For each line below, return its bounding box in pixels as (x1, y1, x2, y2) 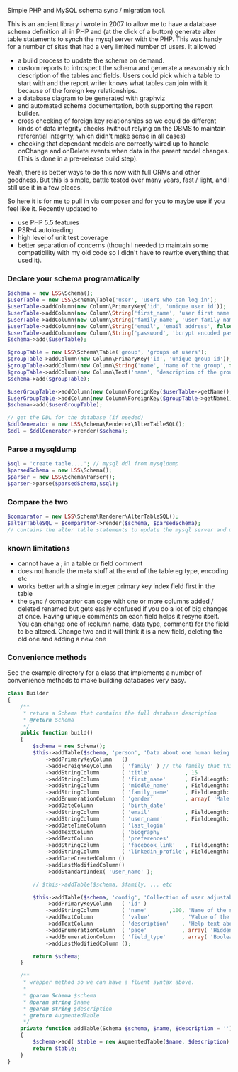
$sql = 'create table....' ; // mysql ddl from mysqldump (7, 460, 179, 467)
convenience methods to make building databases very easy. (7, 676, 186, 685)
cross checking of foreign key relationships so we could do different (17, 117, 217, 125)
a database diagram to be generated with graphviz (17, 94, 166, 102)
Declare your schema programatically (7, 274, 140, 283)
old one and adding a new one (17, 634, 106, 643)
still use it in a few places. (7, 183, 83, 191)
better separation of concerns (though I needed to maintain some (17, 241, 209, 249)
